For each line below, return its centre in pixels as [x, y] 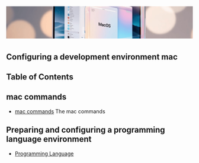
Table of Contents [40, 77]
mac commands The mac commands [60, 111]
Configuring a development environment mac [92, 57]
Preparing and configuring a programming [86, 130]
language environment [49, 139]
